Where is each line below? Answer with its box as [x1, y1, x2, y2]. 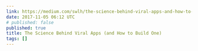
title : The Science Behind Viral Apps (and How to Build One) [6, 30, 162, 36]
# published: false [6, 19, 54, 25]
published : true [6, 25, 46, 31]
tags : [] [6, 36, 28, 42]
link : [6, 8, 19, 15]
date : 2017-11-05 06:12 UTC [6, 14, 75, 20]
